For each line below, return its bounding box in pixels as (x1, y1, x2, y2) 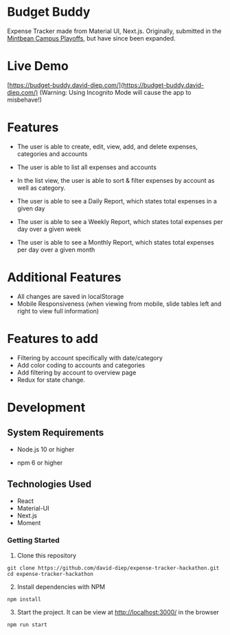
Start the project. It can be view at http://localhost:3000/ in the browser (16, 608, 220, 616)
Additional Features (7, 269, 122, 285)
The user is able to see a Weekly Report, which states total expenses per (16, 217, 223, 225)
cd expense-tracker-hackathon (7, 570, 94, 577)
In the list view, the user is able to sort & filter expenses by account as (16, 176, 215, 184)
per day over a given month (16, 245, 95, 254)
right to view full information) (16, 307, 100, 315)
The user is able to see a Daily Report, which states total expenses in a (16, 197, 218, 205)
